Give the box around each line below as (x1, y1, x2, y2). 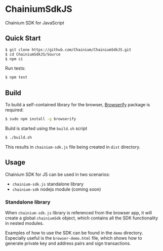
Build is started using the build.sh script (5, 125, 87, 131)
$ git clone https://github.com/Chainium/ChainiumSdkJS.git (5, 47, 132, 52)
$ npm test (5, 75, 28, 80)
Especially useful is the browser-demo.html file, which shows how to (5, 235, 142, 241)
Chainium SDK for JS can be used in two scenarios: (5, 171, 110, 177)
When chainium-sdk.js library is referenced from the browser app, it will (5, 209, 152, 215)
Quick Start (5, 34, 41, 42)
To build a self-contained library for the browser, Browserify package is (5, 102, 150, 108)
